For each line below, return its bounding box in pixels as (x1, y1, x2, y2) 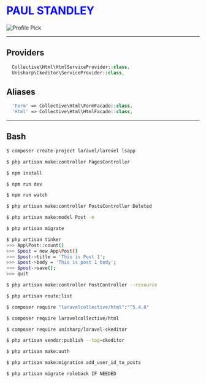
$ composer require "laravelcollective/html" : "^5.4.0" (6, 304, 150, 310)
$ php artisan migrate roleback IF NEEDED (6, 371, 116, 377)
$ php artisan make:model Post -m (6, 215, 95, 221)
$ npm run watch (6, 192, 48, 199)
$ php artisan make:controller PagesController (6, 159, 131, 165)
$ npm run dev (6, 181, 43, 188)
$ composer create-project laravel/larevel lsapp (6, 148, 136, 154)
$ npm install (6, 170, 43, 176)
